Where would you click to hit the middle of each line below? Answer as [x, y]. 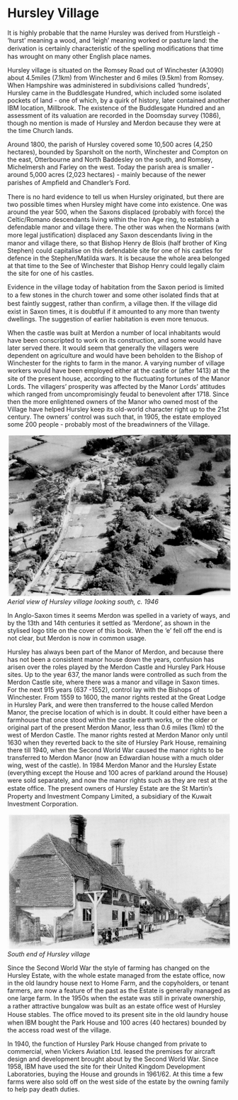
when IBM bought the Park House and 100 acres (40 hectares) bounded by [117, 1022]
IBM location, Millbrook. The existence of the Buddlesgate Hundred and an [116, 107]
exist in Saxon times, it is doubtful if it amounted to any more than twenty [114, 311]
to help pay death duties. [44, 1089]
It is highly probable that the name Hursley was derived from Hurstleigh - [114, 33]
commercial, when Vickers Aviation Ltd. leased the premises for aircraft [111, 1052]
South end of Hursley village [49, 954]
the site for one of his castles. [51, 273]
